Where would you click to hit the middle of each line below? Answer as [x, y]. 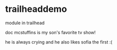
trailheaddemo [36, 9]
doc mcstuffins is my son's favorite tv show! [51, 32]
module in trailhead [25, 23]
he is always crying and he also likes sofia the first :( [59, 42]
